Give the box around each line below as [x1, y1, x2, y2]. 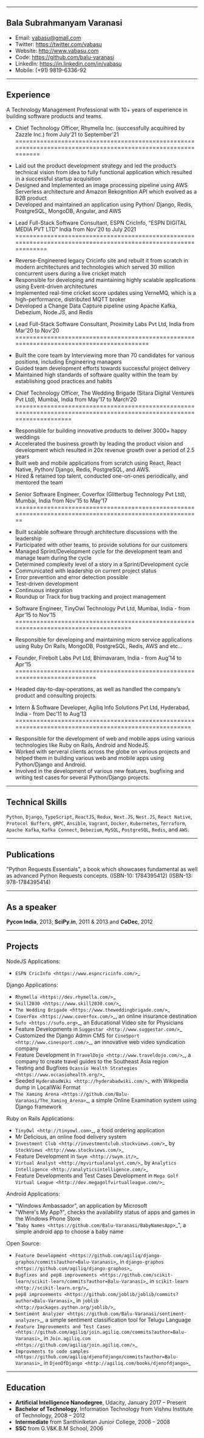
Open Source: [6, 1239, 41, 1247]
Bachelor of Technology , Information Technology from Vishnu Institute [15, 1405, 193, 1412]
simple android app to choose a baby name [15, 1228, 124, 1235]
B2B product [15, 194, 47, 202]
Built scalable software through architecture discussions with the [15, 528, 178, 535]
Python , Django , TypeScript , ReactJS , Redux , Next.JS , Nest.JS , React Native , [6, 813, 192, 820]
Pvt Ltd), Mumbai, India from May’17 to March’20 [15, 395, 137, 403]
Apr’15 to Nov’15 [15, 611, 56, 618]
